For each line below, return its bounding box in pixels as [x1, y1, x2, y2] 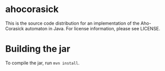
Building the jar [5, 43, 71, 55]
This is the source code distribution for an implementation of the [5, 20, 140, 26]
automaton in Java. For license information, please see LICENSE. [25, 25, 160, 31]
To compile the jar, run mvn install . [5, 59, 80, 66]
